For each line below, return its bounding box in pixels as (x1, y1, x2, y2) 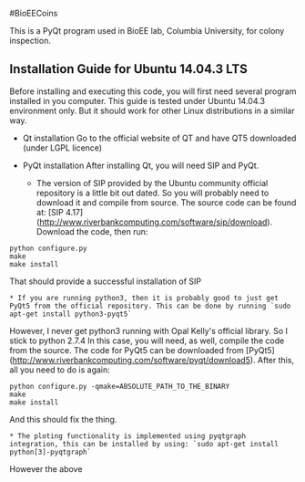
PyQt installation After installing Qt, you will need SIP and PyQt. (22, 160, 259, 171)
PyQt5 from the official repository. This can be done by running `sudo (9, 301, 291, 310)
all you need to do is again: (9, 364, 111, 375)
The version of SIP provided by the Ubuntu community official (36, 177, 269, 188)
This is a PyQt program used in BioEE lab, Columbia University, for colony (9, 26, 285, 36)
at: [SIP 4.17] (36, 206, 84, 217)
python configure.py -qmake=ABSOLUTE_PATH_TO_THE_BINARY (9, 382, 230, 391)
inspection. (9, 36, 52, 46)
